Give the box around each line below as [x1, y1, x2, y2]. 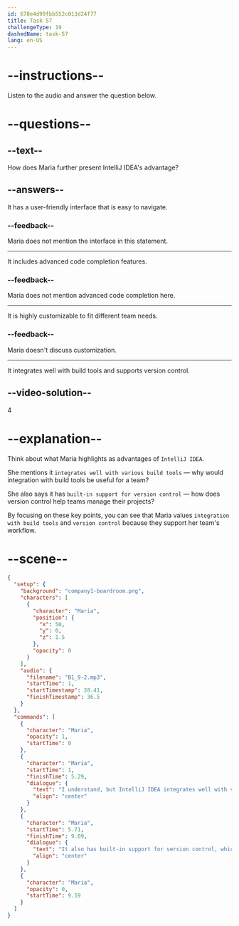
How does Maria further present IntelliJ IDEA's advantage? [7, 163, 179, 172]
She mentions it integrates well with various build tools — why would [7, 468, 224, 477]
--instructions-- [7, 68, 105, 84]
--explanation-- [7, 430, 102, 447]
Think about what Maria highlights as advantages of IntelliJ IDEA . [7, 454, 205, 463]
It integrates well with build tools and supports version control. [7, 366, 190, 375]
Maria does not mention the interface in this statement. [7, 236, 169, 246]
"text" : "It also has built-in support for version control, [33, 846, 218, 853]
